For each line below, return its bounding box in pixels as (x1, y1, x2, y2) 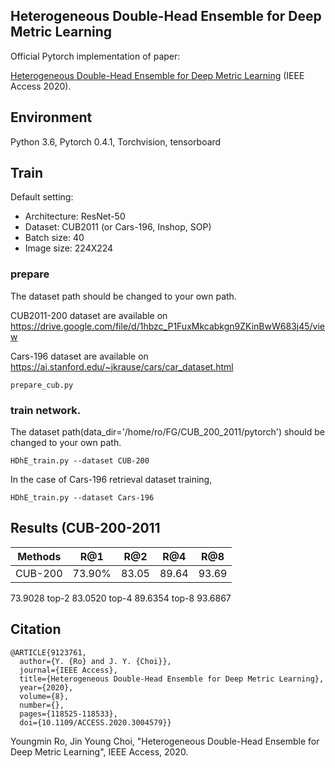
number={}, (19, 700, 65, 710)
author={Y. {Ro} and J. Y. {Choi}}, (19, 656, 172, 666)
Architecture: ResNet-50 (24, 210, 126, 223)
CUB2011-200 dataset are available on (10, 309, 168, 321)
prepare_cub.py (10, 380, 74, 390)
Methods (17, 549, 62, 563)
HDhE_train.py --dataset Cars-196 (10, 493, 155, 503)
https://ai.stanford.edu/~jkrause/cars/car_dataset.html (10, 360, 234, 373)
